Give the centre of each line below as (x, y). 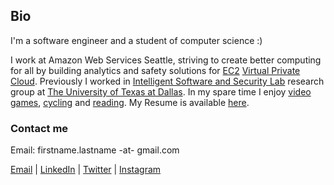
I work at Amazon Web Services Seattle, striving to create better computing (166, 60)
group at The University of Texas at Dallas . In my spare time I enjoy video (161, 91)
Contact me (39, 128)
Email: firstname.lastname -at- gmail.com (95, 150)
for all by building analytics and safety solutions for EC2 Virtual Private (155, 70)
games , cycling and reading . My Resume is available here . (130, 102)
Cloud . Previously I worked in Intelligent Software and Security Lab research (167, 81)
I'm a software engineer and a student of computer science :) (136, 40)
